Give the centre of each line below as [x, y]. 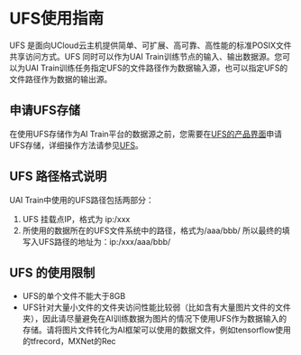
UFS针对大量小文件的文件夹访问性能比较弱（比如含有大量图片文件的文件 [156, 307]
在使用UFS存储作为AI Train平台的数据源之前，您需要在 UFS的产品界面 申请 [146, 134]
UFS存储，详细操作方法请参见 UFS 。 [77, 145]
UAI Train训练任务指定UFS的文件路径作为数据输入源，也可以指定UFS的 [156, 68]
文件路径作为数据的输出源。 [61, 79]
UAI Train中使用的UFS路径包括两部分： [82, 200]
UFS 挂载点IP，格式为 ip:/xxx [76, 219]
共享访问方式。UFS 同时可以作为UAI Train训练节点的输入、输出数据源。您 [146, 56]
